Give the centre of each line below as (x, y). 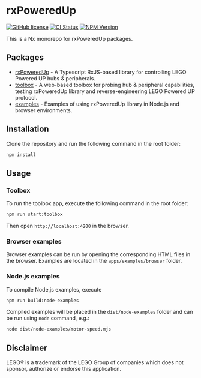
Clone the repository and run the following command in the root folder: (94, 143)
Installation (28, 129)
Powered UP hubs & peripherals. (55, 78)
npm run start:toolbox (34, 214)
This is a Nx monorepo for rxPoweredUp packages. (70, 38)
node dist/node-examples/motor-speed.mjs (59, 329)
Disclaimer (27, 348)
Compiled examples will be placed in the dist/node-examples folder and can (100, 312)
